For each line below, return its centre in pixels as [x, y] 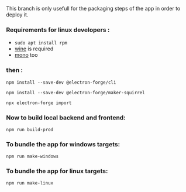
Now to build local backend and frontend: [66, 118]
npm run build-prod [30, 129]
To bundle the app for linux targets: [57, 171]
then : [15, 70]
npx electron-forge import [39, 103]
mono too [26, 55]
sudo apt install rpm [41, 43]
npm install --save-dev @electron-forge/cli [61, 82]
